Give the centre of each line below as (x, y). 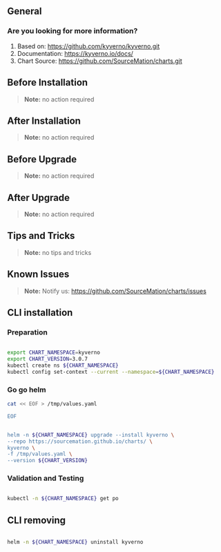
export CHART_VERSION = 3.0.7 (48, 359)
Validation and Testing (46, 478)
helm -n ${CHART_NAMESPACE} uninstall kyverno (75, 542)
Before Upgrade (42, 159)
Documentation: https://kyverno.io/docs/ (75, 53)
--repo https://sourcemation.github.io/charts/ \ (80, 441)
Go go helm (27, 390)
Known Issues (38, 275)
